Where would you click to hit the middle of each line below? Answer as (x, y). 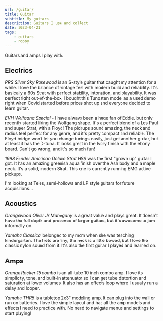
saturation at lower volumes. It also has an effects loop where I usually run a (81, 283)
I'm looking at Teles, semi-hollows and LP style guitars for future (70, 183)
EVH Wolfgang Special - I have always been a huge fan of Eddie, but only (79, 118)
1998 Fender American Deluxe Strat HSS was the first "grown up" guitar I (79, 158)
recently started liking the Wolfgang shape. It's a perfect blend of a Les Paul (81, 123)
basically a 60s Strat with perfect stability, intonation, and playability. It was (81, 93)
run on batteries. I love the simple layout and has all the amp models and (78, 303)
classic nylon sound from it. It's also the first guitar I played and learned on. (81, 246)
